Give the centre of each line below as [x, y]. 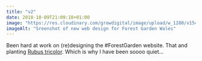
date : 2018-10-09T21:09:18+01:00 [48, 17]
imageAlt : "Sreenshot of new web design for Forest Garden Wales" [91, 28]
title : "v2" [21, 12]
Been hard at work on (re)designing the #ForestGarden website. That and [97, 45]
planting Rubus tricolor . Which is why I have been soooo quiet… [85, 52]
